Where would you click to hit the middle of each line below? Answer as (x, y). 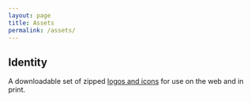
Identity (28, 62)
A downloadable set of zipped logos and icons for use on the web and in (126, 81)
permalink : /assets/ (42, 30)
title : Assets (32, 23)
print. (17, 90)
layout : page (30, 15)
